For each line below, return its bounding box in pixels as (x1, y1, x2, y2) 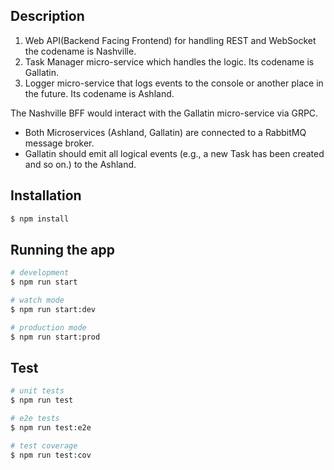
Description (10, 8, 85, 25)
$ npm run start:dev (10, 304, 97, 314)
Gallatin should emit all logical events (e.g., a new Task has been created (24, 147, 325, 159)
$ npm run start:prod (10, 332, 101, 342)
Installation (10, 187, 82, 204)
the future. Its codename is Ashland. (24, 87, 175, 99)
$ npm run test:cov (10, 450, 92, 460)
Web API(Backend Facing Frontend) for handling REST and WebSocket (24, 34, 317, 46)
